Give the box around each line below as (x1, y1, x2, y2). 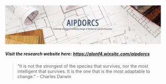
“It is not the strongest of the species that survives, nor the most (17, 63, 149, 69)
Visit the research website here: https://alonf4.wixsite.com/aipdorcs (5, 51, 150, 56)
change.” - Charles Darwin (17, 73, 72, 79)
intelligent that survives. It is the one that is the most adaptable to (17, 68, 151, 74)
